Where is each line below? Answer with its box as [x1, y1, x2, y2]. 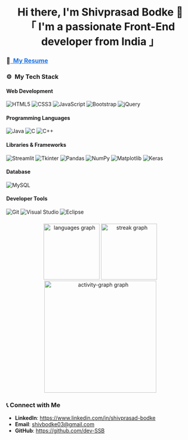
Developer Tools [6, 195, 48, 202]
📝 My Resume [6, 57, 48, 65]
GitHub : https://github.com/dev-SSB [14, 427, 105, 435]
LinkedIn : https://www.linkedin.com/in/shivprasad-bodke [14, 414, 156, 421]
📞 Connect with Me [6, 401, 61, 409]
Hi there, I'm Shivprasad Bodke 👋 [17, 5, 183, 19]
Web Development [6, 87, 54, 94]
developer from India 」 [41, 35, 160, 48]
